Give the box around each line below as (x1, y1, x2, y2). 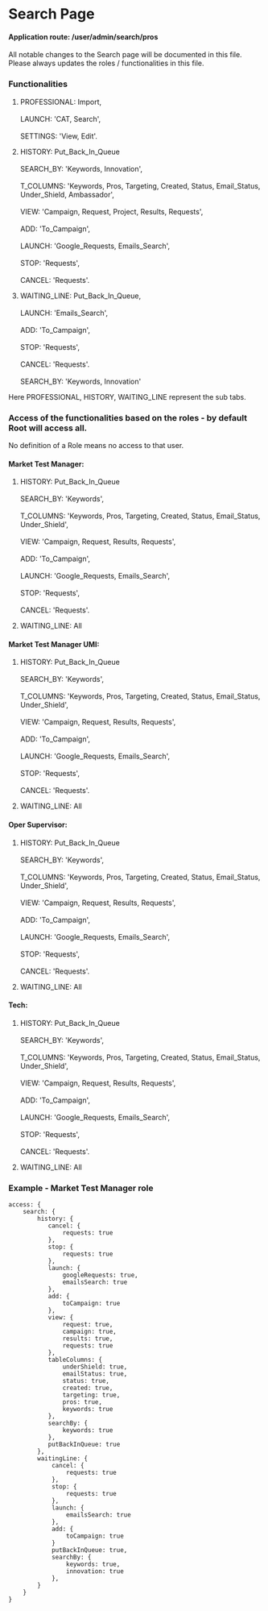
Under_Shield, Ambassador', (19, 189, 115, 199)
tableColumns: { (47, 1356, 103, 1364)
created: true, (62, 1384, 113, 1393)
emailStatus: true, (62, 1370, 128, 1378)
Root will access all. (8, 422, 88, 434)
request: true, (62, 1321, 113, 1329)
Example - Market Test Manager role (8, 1182, 155, 1194)
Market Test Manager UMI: (8, 639, 100, 649)
